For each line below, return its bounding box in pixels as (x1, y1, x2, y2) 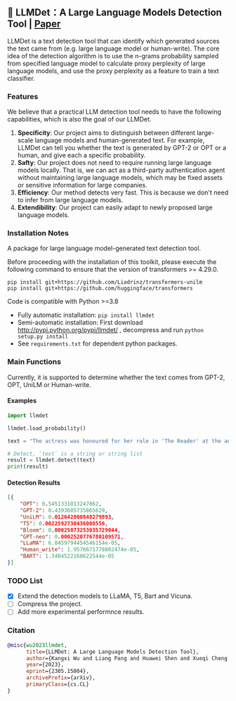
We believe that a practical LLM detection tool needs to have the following (7, 107, 221, 116)
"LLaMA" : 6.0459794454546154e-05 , (20, 539, 121, 546)
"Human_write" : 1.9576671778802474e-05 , (20, 546, 140, 553)
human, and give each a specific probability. (17, 151, 146, 159)
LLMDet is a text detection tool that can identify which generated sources (7, 37, 220, 45)
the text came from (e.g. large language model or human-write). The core (7, 44, 220, 53)
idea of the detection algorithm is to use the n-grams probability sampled (7, 51, 219, 60)
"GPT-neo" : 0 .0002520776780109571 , (20, 533, 124, 540)
